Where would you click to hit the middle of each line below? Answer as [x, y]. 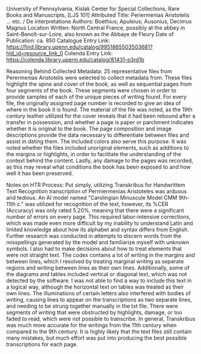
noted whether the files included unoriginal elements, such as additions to [97, 148]
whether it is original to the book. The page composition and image [89, 129]
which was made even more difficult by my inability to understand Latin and [100, 223]
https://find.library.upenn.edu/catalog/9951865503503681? [79, 47]
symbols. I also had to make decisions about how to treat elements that [94, 249]
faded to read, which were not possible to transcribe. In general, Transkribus [101, 319]
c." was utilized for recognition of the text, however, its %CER [93, 204]
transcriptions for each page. [42, 344]
